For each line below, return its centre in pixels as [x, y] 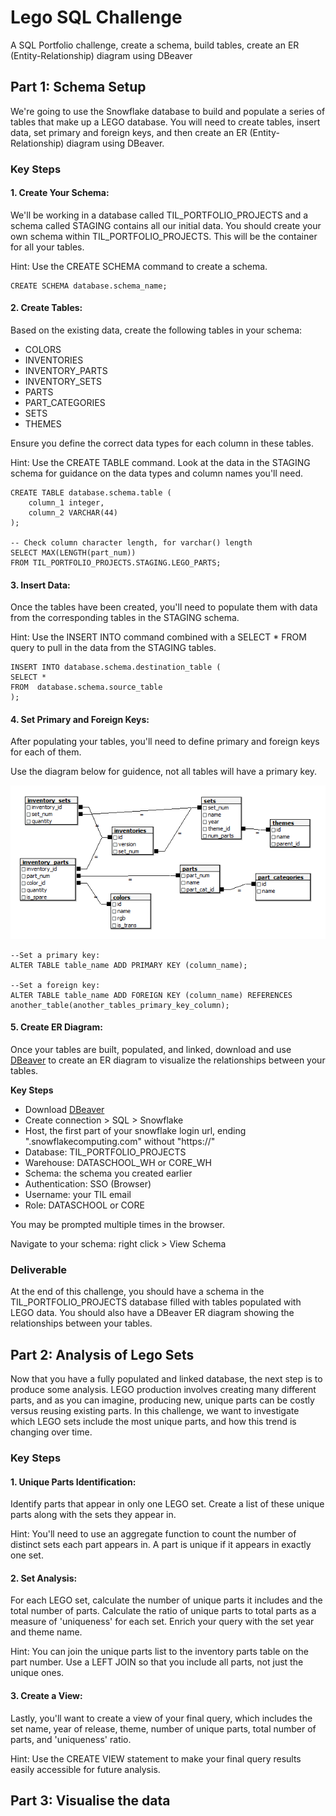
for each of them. [46, 752]
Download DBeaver [64, 1109]
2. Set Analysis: [44, 1578]
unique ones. [37, 1673]
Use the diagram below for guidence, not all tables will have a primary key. [164, 772]
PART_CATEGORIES [65, 403]
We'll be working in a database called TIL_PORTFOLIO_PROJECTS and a [159, 215]
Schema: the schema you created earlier [108, 1173]
